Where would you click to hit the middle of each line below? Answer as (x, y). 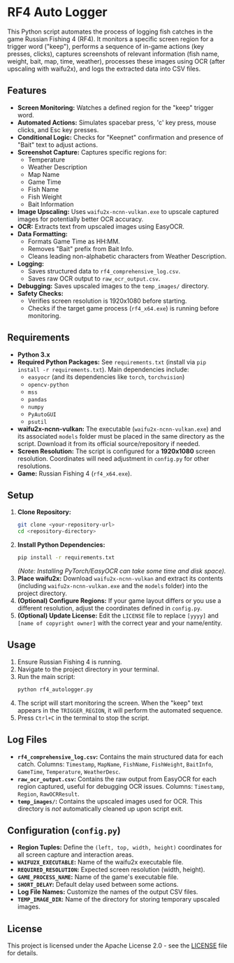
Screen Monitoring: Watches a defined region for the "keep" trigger (116, 107)
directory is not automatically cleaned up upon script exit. (100, 808)
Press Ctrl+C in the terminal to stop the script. (83, 718)
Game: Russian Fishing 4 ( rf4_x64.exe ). (75, 473)
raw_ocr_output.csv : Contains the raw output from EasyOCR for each (117, 779)
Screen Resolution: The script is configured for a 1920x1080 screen (116, 451)
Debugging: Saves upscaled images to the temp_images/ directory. (113, 286)
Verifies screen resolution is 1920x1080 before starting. (107, 301)
